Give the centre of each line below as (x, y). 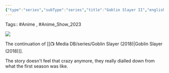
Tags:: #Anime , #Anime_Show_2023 (43, 24)
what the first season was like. (37, 66)
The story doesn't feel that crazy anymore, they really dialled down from (80, 60)
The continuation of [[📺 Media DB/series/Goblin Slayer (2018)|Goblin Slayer (84, 44)
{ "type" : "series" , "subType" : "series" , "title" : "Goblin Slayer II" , (76, 10)
